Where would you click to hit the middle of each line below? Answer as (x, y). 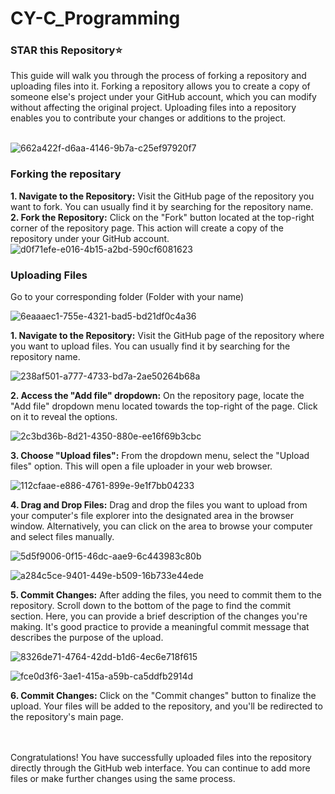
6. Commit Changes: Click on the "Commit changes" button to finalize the (163, 696)
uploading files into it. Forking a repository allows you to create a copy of (160, 86)
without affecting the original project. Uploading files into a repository (153, 108)
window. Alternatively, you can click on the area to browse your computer (161, 526)
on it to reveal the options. (64, 417)
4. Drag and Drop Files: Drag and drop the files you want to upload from (159, 505)
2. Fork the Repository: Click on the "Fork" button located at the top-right (162, 217)
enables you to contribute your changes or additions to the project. (148, 118)
